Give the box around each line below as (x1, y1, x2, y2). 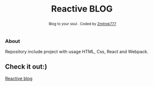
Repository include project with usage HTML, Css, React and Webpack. (5, 49, 149, 55)
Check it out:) (5, 63, 47, 71)
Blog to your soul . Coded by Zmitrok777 (48, 21, 116, 26)
